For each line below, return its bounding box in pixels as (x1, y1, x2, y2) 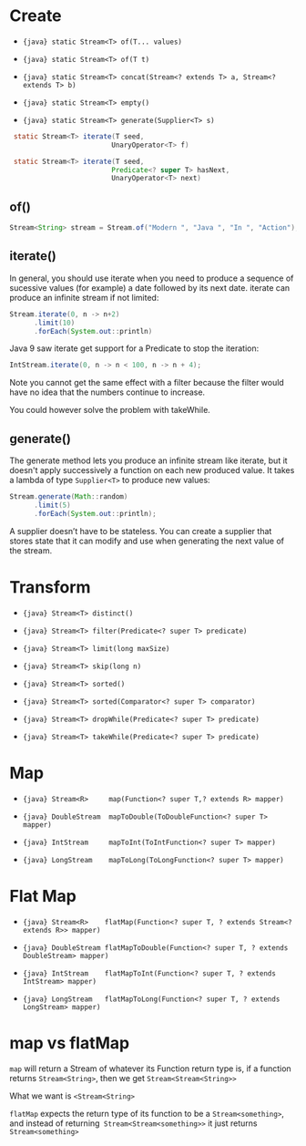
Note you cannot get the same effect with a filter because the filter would (9, 377, 284, 388)
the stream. (9, 544, 53, 556)
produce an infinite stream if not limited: (9, 292, 159, 303)
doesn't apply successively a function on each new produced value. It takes (9, 465, 295, 476)
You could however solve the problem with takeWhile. (9, 405, 211, 416)
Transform (9, 576, 91, 597)
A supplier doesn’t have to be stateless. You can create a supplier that (9, 525, 272, 536)
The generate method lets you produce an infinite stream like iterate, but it (9, 455, 289, 466)
